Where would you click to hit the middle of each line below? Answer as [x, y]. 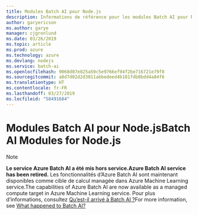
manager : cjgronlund [32, 33]
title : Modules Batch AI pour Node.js [54, 11]
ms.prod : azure [25, 50]
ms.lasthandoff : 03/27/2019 [41, 93]
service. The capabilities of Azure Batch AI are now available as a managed [97, 187]
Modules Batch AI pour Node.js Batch [98, 128]
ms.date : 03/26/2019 [32, 39]
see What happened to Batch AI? [46, 206]
